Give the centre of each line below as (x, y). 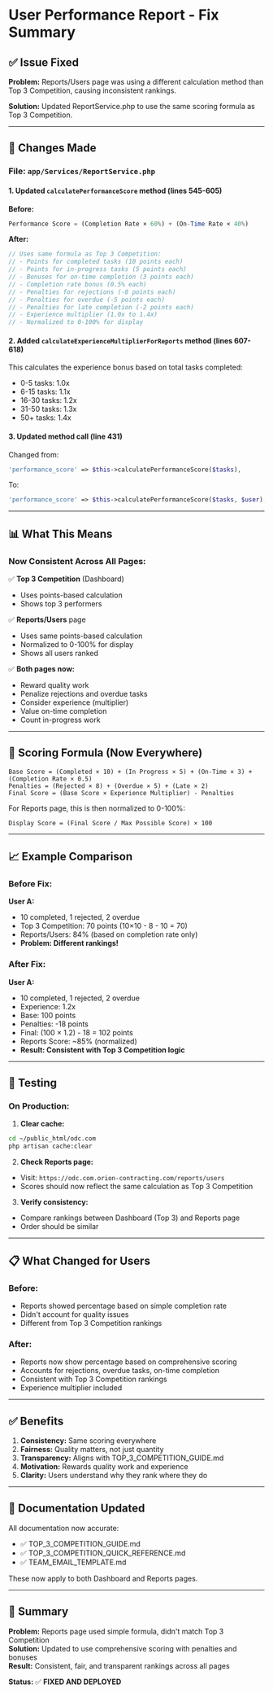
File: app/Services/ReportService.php (82, 171)
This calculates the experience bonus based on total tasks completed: (126, 367)
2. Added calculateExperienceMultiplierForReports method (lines (121, 340)
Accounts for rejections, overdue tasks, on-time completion (119, 1371)
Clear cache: (42, 1124)
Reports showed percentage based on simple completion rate (123, 1306)
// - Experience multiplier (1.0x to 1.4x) (83, 315)
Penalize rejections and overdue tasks (84, 693)
